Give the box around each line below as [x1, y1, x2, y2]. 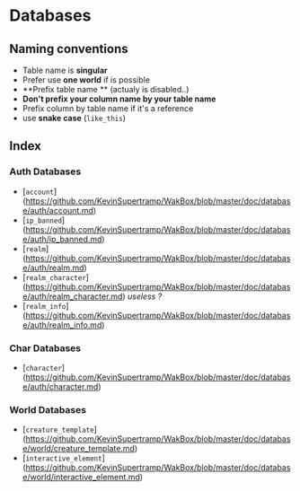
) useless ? [122, 291, 163, 302]
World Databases [9, 403, 87, 416]
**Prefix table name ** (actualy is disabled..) [22, 84, 190, 94]
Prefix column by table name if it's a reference [22, 103, 194, 113]
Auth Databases [9, 165, 82, 178]
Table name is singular [22, 65, 108, 75]
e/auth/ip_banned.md [22, 233, 102, 244]
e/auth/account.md [22, 205, 94, 215]
